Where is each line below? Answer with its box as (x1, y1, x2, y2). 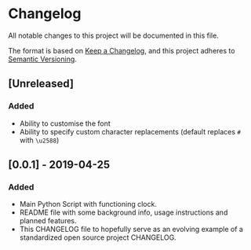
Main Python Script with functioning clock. (19, 200, 157, 209)
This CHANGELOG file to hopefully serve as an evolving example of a (19, 225, 243, 234)
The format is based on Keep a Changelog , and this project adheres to (8, 46, 235, 55)
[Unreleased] (8, 77, 75, 90)
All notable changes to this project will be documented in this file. (8, 31, 220, 40)
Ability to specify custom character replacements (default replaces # (19, 127, 242, 136)
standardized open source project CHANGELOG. (19, 233, 176, 242)
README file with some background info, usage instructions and (19, 208, 228, 217)
